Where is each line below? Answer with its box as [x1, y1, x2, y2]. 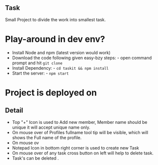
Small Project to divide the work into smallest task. [5, 16, 106, 22]
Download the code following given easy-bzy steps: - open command [12, 55, 152, 60]
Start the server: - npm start [12, 70, 69, 76]
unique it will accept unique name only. [12, 124, 91, 130]
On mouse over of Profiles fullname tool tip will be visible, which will [12, 129, 148, 135]
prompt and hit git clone [12, 60, 63, 66]
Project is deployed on [5, 87, 97, 98]
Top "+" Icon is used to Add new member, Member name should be [12, 119, 147, 125]
